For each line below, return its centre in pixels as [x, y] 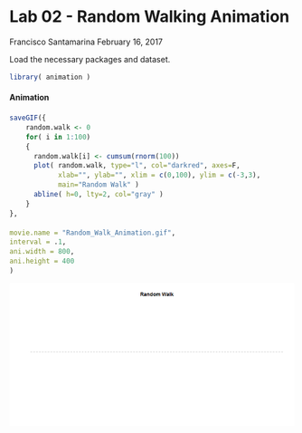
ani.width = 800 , [42, 252]
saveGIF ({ [28, 118]
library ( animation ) [50, 77]
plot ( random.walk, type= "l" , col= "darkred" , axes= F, [137, 166]
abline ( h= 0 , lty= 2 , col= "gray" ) [99, 195]
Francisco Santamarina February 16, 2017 [86, 42]
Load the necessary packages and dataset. [90, 59]
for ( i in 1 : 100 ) [58, 137]
